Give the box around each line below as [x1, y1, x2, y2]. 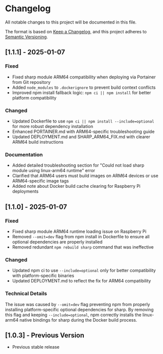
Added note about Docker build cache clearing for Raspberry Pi [12, 183, 140, 189]
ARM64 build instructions [12, 139, 64, 145]
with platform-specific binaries [12, 273, 74, 278]
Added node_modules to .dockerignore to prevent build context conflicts [12, 84, 156, 90]
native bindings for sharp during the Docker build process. [19, 317, 138, 323]
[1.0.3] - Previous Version [5, 331, 85, 339]
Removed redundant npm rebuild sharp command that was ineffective [12, 244, 154, 250]
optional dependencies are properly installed [12, 239, 103, 245]
